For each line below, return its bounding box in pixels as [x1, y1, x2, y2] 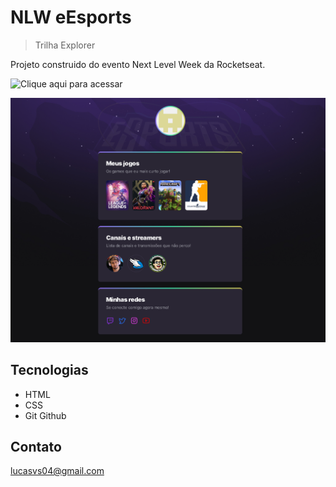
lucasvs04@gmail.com [10, 465, 105, 477]
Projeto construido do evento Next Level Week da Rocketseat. [10, 58, 266, 70]
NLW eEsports [10, 6, 132, 29]
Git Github [24, 409, 67, 421]
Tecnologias [10, 362, 89, 379]
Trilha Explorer [34, 39, 96, 51]
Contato [10, 438, 62, 455]
